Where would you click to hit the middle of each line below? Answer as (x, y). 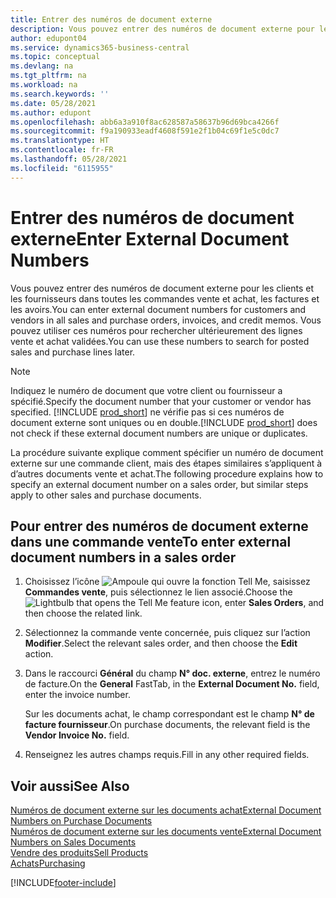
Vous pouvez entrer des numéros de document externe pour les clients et (162, 288)
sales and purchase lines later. (73, 352)
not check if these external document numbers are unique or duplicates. (159, 433)
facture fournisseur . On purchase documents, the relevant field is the (167, 725)
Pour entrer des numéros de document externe (159, 526)
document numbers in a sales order (123, 557)
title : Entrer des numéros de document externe (111, 19)
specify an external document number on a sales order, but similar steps (159, 484)
